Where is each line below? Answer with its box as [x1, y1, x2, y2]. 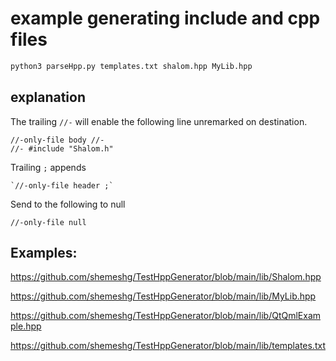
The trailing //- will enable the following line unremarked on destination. [10, 115, 308, 127]
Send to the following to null [10, 198, 126, 210]
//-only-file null [10, 217, 87, 227]
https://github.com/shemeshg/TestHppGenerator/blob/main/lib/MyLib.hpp [10, 290, 317, 302]
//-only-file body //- [10, 135, 105, 145]
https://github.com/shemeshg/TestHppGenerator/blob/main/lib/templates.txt [10, 340, 326, 352]
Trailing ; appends [10, 161, 87, 173]
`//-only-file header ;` [10, 180, 114, 191]
